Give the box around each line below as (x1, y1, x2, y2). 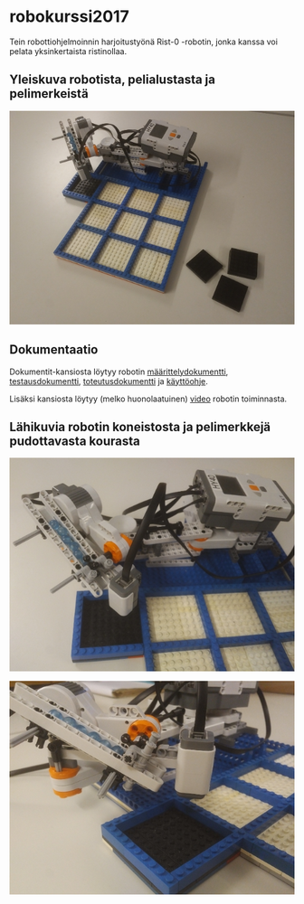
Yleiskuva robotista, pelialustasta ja (9, 72, 215, 88)
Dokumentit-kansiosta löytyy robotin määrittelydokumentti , (9, 366, 229, 377)
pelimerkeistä (9, 86, 89, 101)
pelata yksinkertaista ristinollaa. (9, 45, 128, 56)
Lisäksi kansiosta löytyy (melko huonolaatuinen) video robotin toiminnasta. (9, 393, 288, 404)
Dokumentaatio (9, 342, 99, 358)
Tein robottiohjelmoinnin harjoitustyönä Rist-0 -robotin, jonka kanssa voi (9, 36, 279, 47)
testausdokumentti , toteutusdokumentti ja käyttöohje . (9, 375, 208, 386)
